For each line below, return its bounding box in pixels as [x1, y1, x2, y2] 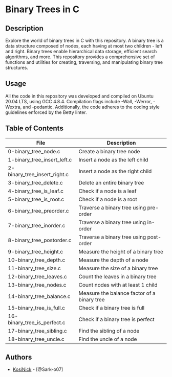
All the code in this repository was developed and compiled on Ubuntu [5, 93, 154, 99]
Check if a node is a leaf [78, 187, 137, 195]
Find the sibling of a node [78, 327, 140, 334]
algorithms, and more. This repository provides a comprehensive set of [5, 54, 155, 60]
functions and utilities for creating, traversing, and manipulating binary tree [5, 59, 163, 65]
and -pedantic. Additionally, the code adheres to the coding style [23, 104, 160, 110]
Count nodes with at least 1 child [78, 281, 158, 288]
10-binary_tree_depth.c [8, 256, 66, 264]
